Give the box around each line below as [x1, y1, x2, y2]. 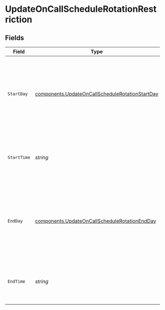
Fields [5, 34, 25, 42]
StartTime [7, 155, 30, 160]
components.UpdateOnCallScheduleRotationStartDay [35, 90, 159, 97]
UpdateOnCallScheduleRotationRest [5, 3, 157, 15]
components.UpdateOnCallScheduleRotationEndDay [35, 218, 156, 224]
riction [5, 14, 33, 25]
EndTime [7, 279, 26, 284]
